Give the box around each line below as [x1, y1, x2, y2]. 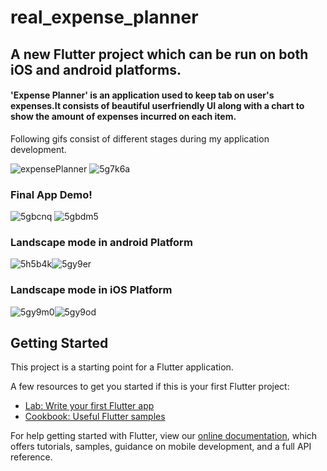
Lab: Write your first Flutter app [24, 400, 155, 412]
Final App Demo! [10, 187, 93, 201]
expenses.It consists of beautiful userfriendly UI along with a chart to [10, 100, 305, 112]
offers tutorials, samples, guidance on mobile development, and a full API [10, 441, 312, 453]
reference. [10, 451, 53, 463]
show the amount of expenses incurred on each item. [10, 111, 237, 123]
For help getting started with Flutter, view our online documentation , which [10, 430, 318, 442]
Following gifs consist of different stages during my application [10, 132, 270, 145]
